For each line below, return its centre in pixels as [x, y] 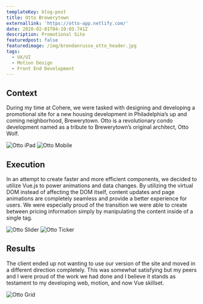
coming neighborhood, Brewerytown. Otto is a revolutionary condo [90, 121]
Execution [26, 164]
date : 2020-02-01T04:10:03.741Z [47, 29]
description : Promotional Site [46, 35]
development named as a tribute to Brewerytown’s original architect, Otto [98, 127]
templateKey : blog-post [36, 12]
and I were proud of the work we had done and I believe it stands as [91, 276]
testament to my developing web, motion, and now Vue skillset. [85, 283]
